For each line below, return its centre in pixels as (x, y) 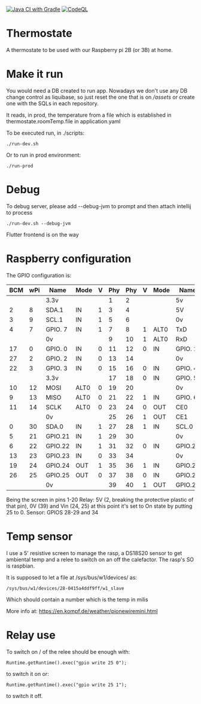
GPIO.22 (58, 446)
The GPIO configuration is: (39, 275)
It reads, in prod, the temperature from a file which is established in (89, 115)
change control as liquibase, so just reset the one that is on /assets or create (100, 97)
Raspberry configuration (69, 259)
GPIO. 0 (57, 349)
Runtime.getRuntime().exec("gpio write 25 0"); (67, 663)
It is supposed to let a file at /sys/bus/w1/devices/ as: (72, 577)
